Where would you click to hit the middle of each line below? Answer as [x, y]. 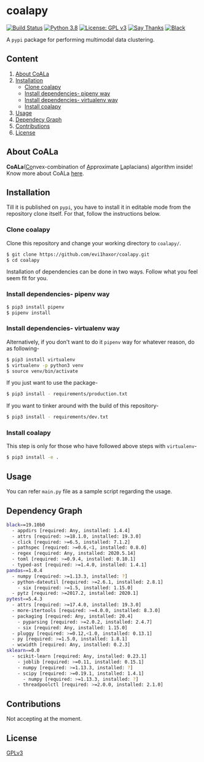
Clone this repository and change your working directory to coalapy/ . [94, 243]
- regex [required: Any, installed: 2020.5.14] [74, 554]
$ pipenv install [29, 313]
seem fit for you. [27, 278]
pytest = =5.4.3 [25, 599]
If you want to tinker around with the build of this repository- [83, 406]
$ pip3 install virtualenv [41, 359]
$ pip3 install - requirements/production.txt [67, 394]
